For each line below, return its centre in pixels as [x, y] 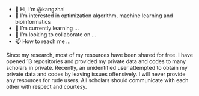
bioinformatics [33, 22]
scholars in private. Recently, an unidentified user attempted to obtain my [97, 68]
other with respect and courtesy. [47, 87]
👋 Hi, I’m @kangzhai [40, 9]
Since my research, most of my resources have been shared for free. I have [100, 55]
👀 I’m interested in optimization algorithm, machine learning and [94, 16]
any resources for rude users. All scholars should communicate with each [97, 80]
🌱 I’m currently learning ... [47, 28]
